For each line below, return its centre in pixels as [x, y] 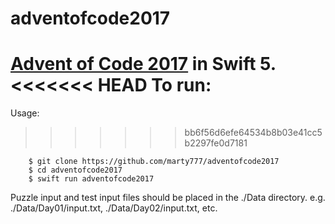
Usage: [25, 113]
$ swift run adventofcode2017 [91, 179]
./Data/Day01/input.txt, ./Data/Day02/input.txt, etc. [114, 208]
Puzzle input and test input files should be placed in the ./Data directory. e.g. [168, 198]
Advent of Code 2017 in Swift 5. [143, 64]
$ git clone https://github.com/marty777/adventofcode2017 [154, 162]
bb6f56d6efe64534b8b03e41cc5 [253, 133]
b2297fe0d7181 [216, 143]
